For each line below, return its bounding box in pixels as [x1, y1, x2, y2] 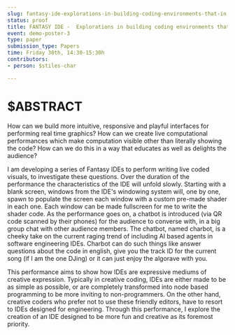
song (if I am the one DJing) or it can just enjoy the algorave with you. [7, 254, 208, 262]
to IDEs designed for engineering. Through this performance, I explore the [7, 305, 220, 313]
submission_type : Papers [7, 43, 80, 50]
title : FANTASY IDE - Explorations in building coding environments [7, 23, 215, 30]
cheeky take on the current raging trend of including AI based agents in [7, 231, 213, 240]
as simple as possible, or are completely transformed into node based [7, 283, 208, 291]
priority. [7, 320, 30, 328]
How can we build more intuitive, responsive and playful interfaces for [7, 122, 209, 130]
